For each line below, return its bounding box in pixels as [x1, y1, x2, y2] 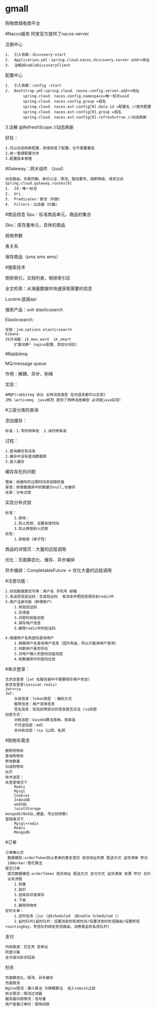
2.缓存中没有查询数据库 [5, 454, 47, 459]
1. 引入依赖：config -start [5, 83, 62, 88]
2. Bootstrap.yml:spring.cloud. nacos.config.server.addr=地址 [5, 88, 140, 93]
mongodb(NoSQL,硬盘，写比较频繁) [5, 811, 69, 816]
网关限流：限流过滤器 [5, 991, 42, 996]
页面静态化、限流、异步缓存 [5, 975, 54, 980]
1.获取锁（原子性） [14, 537, 49, 542]
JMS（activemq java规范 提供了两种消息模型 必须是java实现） [5, 397, 123, 403]
